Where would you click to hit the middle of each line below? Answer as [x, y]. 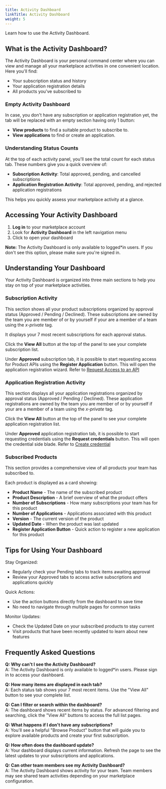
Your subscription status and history [49, 81]
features [21, 637]
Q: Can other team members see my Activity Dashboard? [65, 765]
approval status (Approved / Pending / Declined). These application [74, 398]
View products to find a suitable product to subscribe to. [70, 130]
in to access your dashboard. [35, 675]
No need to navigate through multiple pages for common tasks [76, 607]
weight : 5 [15, 19]
